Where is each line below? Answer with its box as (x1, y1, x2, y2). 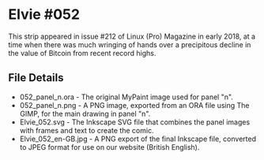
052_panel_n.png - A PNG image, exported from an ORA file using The (19, 100, 250, 110)
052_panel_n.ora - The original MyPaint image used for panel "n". (19, 92, 233, 102)
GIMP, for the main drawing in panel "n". (19, 109, 151, 118)
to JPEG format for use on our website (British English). (19, 142, 200, 151)
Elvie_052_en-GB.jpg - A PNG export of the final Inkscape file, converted (19, 134, 257, 143)
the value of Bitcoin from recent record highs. (8, 48, 157, 58)
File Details (8, 71, 64, 84)
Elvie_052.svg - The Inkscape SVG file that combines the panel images (19, 117, 251, 127)
